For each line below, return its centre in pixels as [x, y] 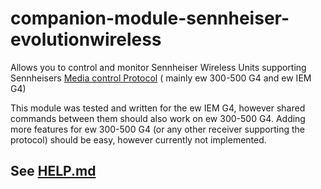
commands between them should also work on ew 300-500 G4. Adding [158, 118]
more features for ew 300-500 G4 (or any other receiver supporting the [157, 129]
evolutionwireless [86, 39]
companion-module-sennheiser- [150, 18]
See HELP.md [53, 171]
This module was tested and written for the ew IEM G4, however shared [158, 108]
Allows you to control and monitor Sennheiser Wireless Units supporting [158, 67]
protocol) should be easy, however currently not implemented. [138, 139]
